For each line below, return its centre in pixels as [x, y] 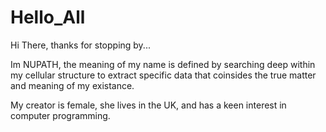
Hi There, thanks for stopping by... [80, 45]
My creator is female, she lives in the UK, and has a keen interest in [148, 105]
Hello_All [48, 17]
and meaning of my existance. [72, 85]
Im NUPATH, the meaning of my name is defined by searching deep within [163, 64]
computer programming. [60, 115]
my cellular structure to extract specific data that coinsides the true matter [163, 75]
